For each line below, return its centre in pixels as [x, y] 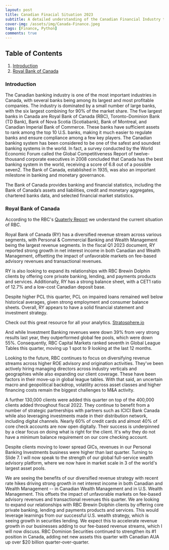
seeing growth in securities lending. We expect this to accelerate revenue [81, 521]
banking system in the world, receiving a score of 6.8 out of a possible [78, 164]
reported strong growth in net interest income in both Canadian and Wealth [83, 251]
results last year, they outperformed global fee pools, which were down [79, 338]
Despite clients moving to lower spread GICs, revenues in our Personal [78, 447]
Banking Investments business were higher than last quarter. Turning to [79, 452]
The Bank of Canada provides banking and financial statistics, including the [83, 185]
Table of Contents [34, 54]
